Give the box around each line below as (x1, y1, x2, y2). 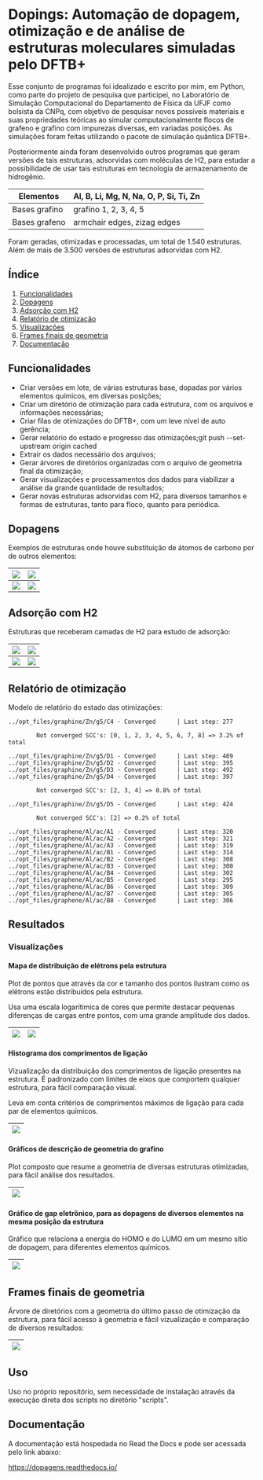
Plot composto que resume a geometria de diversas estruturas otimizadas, (8, 1162, 250, 1171)
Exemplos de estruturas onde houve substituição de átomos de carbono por (8, 543, 255, 553)
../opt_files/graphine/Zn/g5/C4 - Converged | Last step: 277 (8, 718, 234, 725)
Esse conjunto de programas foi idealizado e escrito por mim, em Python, (8, 81, 246, 91)
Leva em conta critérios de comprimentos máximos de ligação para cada (8, 1098, 244, 1107)
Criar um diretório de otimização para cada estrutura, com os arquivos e (19, 399, 254, 409)
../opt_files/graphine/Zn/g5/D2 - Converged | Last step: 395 (8, 759, 234, 767)
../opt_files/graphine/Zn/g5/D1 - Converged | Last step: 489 (8, 752, 234, 760)
